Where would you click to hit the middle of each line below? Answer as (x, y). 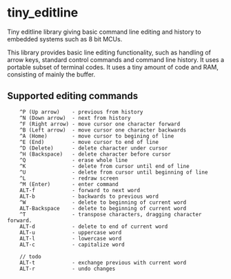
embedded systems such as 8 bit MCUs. (65, 39)
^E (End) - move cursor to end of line (89, 142)
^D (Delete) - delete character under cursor (94, 148)
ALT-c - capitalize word (72, 245)
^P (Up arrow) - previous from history (81, 112)
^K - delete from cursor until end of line (104, 166)
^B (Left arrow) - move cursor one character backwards (103, 130)
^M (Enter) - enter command (69, 184)
